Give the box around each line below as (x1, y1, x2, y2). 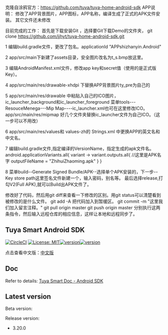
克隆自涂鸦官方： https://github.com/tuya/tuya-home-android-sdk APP (5, 5, 151, 10)
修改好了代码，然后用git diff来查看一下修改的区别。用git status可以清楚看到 (5, 192, 161, 198)
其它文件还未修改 (15, 17, 51, 23)
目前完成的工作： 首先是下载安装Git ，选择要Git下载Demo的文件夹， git (5, 28, 153, 34)
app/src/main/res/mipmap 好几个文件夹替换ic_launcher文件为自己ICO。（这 (5, 112, 160, 117)
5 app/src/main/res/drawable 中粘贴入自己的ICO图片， (5, 93, 119, 99)
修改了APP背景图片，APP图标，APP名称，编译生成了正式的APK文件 (15, 11, 156, 17)
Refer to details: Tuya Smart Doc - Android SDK (5, 278, 104, 284)
